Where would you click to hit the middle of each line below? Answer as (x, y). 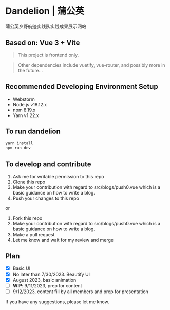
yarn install (19, 143)
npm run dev (18, 148)
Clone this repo (29, 182)
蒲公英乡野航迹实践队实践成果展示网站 (46, 26)
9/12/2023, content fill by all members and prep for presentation (81, 292)
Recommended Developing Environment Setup (82, 86)
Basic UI (22, 268)
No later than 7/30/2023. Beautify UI (51, 274)
